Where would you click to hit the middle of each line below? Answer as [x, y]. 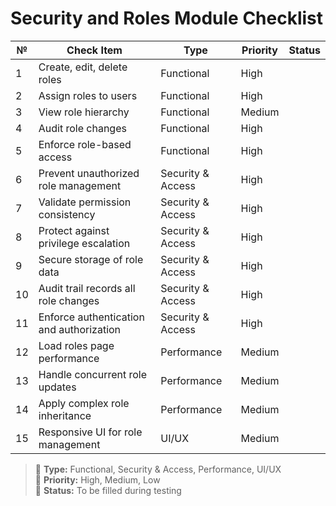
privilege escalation [84, 243]
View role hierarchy [84, 112]
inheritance [65, 415]
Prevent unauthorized [89, 173]
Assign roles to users [88, 95]
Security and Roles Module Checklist [167, 18]
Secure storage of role [91, 259]
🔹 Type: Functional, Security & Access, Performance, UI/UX [158, 469]
